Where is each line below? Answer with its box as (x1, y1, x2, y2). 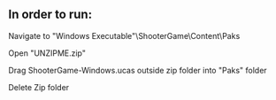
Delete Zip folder (8, 81, 70, 92)
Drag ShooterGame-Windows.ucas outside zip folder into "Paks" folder (8, 65, 267, 75)
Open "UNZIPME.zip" (8, 48, 86, 58)
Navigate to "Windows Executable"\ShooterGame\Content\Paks (8, 30, 241, 41)
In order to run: (8, 7, 93, 22)
